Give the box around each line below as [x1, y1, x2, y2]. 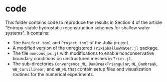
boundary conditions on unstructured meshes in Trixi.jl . [12, 55, 133, 61]
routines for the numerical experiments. [12, 71, 94, 77]
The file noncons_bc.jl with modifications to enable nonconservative [12, 50, 154, 56]
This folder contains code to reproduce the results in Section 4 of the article [5, 19, 162, 25]
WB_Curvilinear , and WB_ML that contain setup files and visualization [12, 66, 151, 72]
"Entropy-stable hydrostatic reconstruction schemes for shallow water [5, 24, 150, 30]
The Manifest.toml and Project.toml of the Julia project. [12, 39, 130, 45]
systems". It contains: [5, 30, 50, 36]
